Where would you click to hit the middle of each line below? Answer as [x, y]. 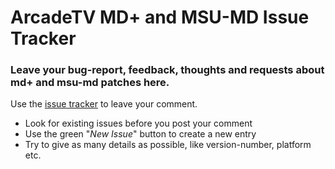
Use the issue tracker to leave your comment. [104, 104]
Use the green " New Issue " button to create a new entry [140, 134]
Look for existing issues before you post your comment [138, 123]
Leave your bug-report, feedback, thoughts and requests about [167, 70]
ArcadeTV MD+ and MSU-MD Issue [160, 17]
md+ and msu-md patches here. [90, 83]
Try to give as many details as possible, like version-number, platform [168, 145]
